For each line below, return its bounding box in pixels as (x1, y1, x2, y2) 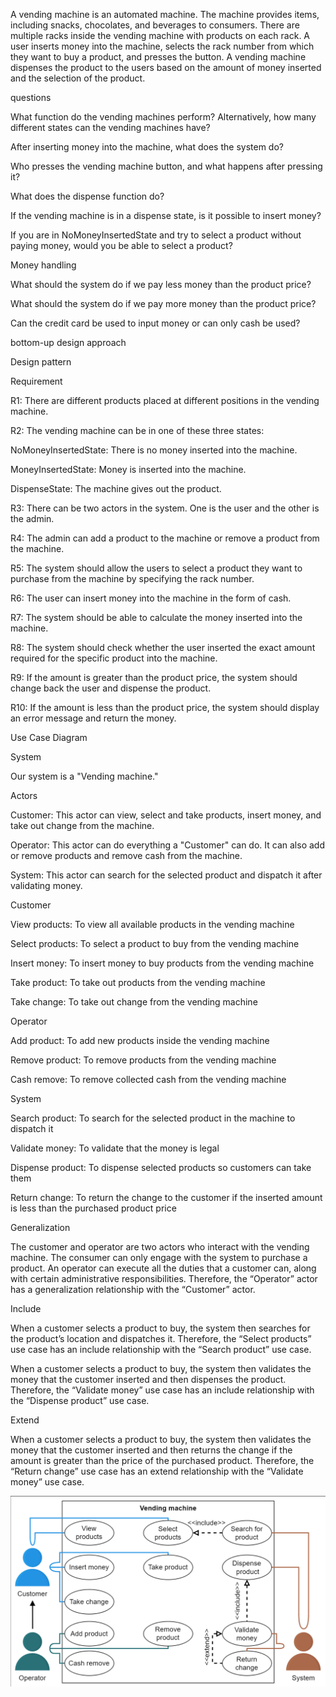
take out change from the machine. (10, 820, 155, 831)
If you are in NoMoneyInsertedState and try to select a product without (10, 229, 302, 241)
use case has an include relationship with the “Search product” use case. (10, 1344, 312, 1355)
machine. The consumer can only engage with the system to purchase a (10, 1252, 308, 1263)
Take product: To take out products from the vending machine (10, 977, 266, 988)
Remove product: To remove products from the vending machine (10, 1054, 277, 1066)
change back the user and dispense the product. (10, 682, 212, 694)
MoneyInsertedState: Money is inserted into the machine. (10, 464, 247, 475)
